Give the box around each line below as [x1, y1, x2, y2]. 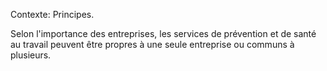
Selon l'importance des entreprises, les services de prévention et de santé [10, 28, 317, 39]
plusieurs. [10, 49, 52, 61]
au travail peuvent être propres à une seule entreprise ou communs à [10, 39, 295, 50]
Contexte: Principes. [10, 9, 95, 20]
